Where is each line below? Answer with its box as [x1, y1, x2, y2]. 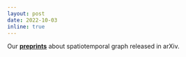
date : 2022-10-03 [7, 17, 58, 24]
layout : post [7, 10, 45, 17]
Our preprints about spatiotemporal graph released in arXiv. [7, 42, 180, 51]
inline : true [7, 23, 45, 30]
